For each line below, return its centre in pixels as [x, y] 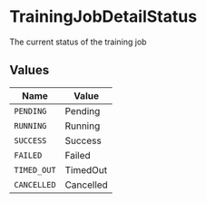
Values [29, 70]
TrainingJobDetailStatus [103, 17]
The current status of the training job [78, 42]
